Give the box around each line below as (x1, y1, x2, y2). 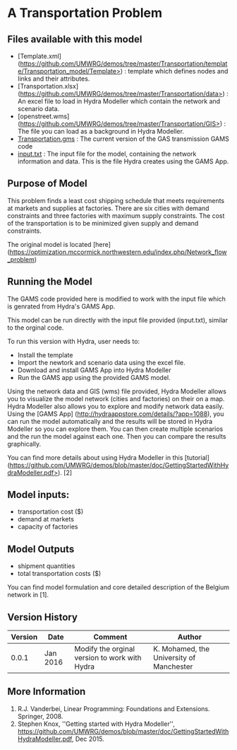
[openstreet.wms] (17, 112, 70, 120)
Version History (7, 611, 78, 623)
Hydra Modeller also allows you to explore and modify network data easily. (7, 402, 224, 410)
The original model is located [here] (7, 240, 111, 248)
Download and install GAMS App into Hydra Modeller (17, 366, 171, 374)
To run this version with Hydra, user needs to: (7, 337, 140, 345)
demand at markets (17, 515, 74, 524)
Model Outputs (7, 543, 75, 555)
